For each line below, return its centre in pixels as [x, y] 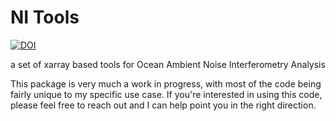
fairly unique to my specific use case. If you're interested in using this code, [166, 94]
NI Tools [45, 17]
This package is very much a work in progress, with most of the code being [166, 83]
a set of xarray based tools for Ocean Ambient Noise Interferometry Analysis [168, 64]
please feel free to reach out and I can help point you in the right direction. [163, 105]
